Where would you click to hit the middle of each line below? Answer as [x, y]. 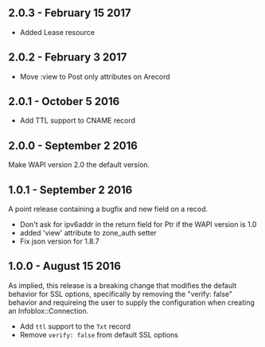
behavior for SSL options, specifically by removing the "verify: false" [121, 294]
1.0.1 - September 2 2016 [70, 190]
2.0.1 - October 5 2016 [64, 101]
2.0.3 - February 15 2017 [70, 13]
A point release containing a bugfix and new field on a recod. [108, 209]
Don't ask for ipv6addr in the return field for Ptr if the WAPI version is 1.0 [138, 224]
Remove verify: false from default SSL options [99, 334]
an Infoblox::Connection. [49, 310]
